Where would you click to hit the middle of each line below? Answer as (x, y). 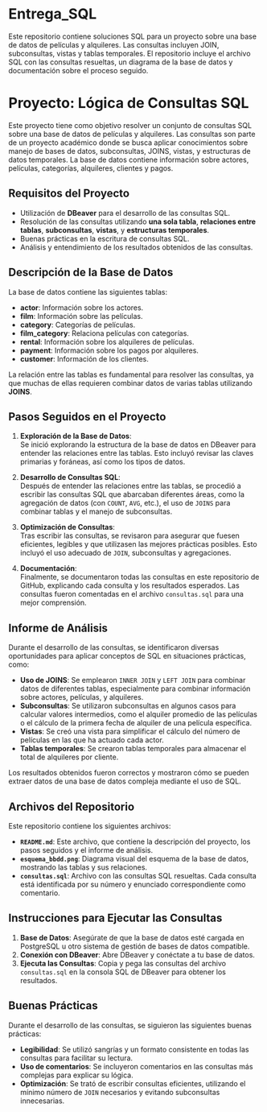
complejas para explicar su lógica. (77, 1075)
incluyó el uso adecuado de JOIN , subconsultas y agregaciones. (125, 553)
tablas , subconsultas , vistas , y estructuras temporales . (115, 229)
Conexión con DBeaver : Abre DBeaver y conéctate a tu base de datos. (138, 954)
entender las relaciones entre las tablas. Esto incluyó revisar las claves (137, 453)
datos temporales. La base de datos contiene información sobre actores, (129, 159)
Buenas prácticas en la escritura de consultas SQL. (105, 238)
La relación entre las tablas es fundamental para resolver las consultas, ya (131, 374)
